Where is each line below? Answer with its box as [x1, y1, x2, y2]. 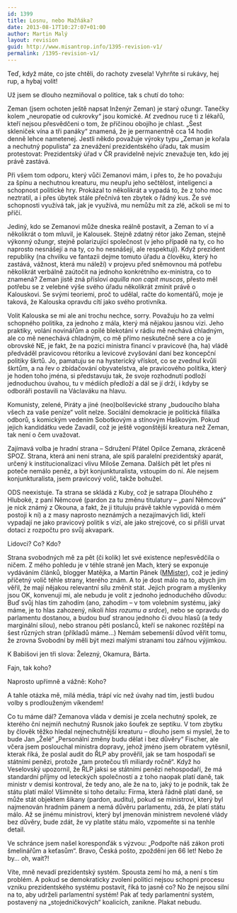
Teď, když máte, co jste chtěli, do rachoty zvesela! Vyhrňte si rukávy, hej [7, 69, 219, 78]
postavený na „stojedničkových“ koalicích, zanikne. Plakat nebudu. [7, 897, 202, 906]
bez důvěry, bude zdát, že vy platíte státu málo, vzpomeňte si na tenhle [7, 817, 216, 826]
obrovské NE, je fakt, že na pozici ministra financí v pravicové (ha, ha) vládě [7, 341, 229, 349]
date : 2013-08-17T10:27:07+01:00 [7, 23, 106, 30]
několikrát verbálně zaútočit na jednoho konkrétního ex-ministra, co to [7, 267, 212, 276]
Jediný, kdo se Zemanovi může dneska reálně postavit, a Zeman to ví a [7, 222, 214, 230]
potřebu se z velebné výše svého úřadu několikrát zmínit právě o [7, 282, 196, 291]
